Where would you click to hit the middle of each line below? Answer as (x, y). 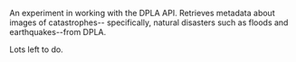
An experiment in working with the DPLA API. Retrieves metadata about (142, 13)
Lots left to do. (36, 49)
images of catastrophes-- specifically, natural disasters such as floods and (149, 22)
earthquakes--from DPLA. (58, 32)
